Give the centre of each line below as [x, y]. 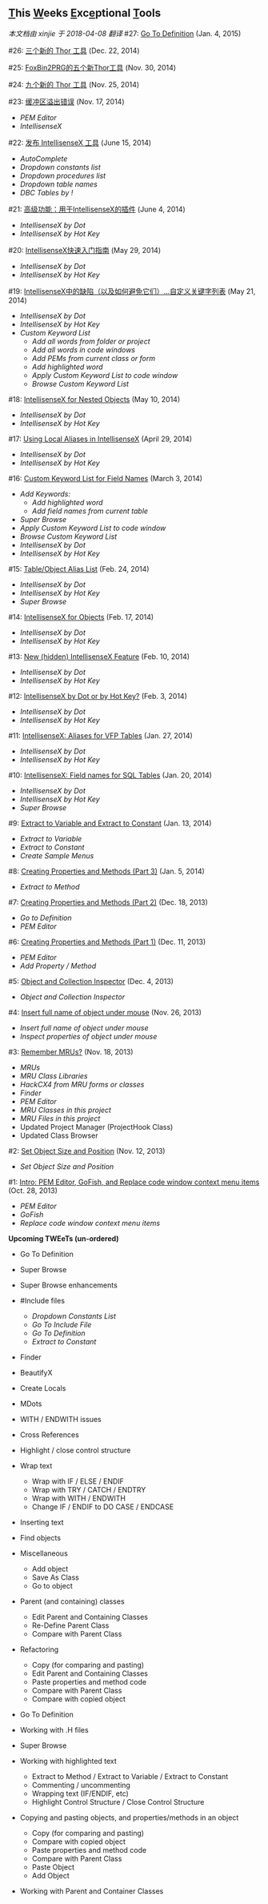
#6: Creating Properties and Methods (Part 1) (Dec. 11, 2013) [107, 942]
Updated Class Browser [59, 1135]
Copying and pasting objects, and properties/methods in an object [129, 1818]
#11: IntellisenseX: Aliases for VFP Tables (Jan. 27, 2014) [101, 735]
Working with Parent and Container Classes [92, 1891]
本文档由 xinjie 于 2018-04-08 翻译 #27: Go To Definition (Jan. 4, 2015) [125, 33]
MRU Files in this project [60, 1118]
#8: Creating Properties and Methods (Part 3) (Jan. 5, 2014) [107, 871]
